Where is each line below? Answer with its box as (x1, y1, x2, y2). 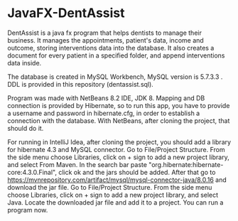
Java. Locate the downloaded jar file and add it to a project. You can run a (7, 198, 224, 207)
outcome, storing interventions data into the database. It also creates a (7, 43, 215, 52)
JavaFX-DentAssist (7, 5, 126, 21)
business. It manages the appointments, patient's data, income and (7, 36, 204, 44)
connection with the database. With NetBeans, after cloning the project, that (7, 116, 230, 125)
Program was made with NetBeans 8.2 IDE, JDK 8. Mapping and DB (7, 94, 205, 102)
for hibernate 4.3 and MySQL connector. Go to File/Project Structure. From (7, 145, 225, 153)
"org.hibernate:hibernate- (148, 160, 224, 168)
